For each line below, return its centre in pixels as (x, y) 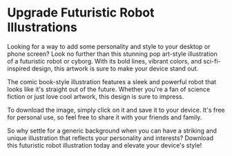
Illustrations (42, 27)
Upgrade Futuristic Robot (81, 13)
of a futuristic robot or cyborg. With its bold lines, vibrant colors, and (105, 61)
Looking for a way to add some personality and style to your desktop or (109, 46)
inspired (19, 68)
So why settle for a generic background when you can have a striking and (112, 130)
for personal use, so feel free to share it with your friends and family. (105, 117)
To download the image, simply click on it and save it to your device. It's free (116, 110)
